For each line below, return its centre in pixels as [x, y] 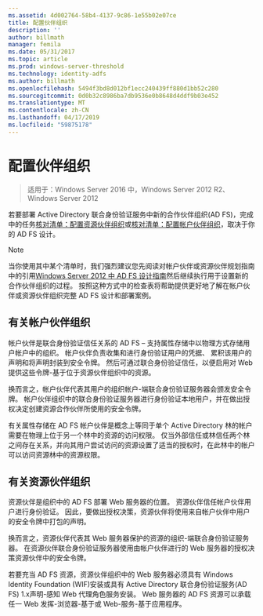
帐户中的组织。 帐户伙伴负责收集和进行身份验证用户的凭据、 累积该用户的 [133, 352]
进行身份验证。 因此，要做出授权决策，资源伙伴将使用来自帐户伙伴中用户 [132, 512]
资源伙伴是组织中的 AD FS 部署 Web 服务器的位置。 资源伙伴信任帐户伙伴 [126, 502]
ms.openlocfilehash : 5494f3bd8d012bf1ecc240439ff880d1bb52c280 [113, 88]
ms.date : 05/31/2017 [42, 52]
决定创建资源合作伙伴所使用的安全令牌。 [80, 408]
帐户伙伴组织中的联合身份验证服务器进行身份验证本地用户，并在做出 [133, 399]
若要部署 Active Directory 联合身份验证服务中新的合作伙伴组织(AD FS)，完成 [131, 214]
